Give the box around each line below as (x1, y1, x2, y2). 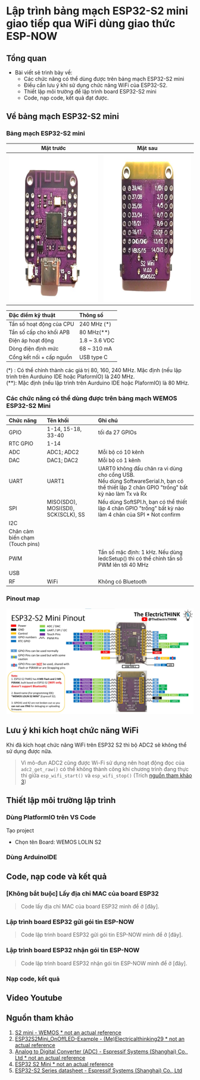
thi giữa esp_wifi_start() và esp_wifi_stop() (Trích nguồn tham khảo (20, 772, 192, 779)
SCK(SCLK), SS (46, 511, 85, 519)
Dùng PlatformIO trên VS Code (6, 813, 96, 822)
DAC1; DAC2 (46, 457, 79, 464)
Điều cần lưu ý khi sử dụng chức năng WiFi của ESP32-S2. (23, 82, 168, 89)
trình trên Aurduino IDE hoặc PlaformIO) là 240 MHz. (6, 373, 135, 380)
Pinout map (6, 594, 40, 603)
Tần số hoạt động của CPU (8, 320, 74, 327)
